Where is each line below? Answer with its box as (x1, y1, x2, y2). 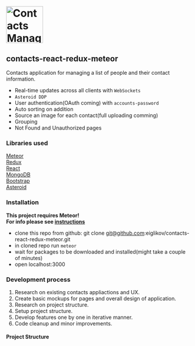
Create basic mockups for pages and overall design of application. (14, 295, 177, 302)
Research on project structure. (14, 301, 89, 308)
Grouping (14, 118, 38, 125)
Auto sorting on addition (14, 106, 74, 112)
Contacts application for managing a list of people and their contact (6, 69, 170, 76)
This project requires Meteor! (6, 212, 80, 219)
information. (6, 75, 36, 82)
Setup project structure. (14, 307, 72, 314)
